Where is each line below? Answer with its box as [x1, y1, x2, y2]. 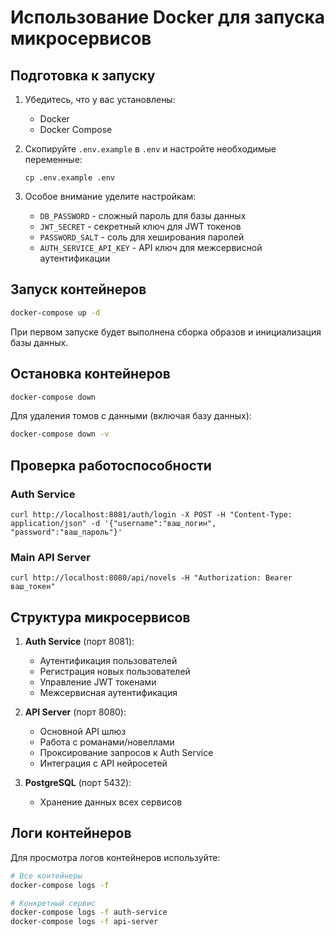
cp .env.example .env [24, 173, 115, 183]
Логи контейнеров [10, 825, 132, 842]
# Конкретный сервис [10, 898, 97, 908]
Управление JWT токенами [39, 676, 157, 688]
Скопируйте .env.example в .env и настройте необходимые [24, 143, 277, 155]
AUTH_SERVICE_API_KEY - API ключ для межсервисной [39, 242, 263, 253]
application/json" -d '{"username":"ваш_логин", [10, 518, 217, 528]
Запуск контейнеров [10, 281, 147, 298]
